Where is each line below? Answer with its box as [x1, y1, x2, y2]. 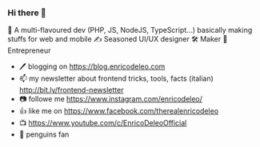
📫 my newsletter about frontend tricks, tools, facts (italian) [18, 73, 214, 83]
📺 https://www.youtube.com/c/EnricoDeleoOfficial [18, 118, 187, 128]
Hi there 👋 [7, 7, 47, 18]
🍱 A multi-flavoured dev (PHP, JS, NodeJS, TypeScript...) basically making [7, 26, 253, 35]
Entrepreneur [7, 46, 51, 55]
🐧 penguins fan [18, 129, 70, 139]
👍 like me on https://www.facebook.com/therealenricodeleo [18, 106, 219, 116]
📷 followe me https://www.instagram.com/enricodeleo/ [18, 94, 203, 104]
